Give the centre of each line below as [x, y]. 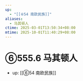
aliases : [14, 19]
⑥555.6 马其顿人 [41, 58]
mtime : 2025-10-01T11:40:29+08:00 [41, 32]
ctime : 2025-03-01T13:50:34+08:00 [41, 28]
